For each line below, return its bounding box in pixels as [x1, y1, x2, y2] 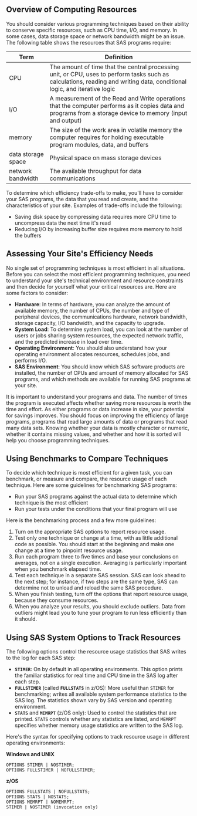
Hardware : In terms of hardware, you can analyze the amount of [14, 300, 171, 307]
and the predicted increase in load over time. [14, 338, 123, 345]
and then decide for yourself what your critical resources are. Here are [6, 283, 176, 290]
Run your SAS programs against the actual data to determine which [14, 493, 178, 500]
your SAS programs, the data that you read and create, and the [6, 195, 158, 202]
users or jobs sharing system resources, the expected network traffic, [14, 331, 184, 339]
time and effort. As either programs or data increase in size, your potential [6, 405, 185, 412]
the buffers [14, 232, 42, 239]
